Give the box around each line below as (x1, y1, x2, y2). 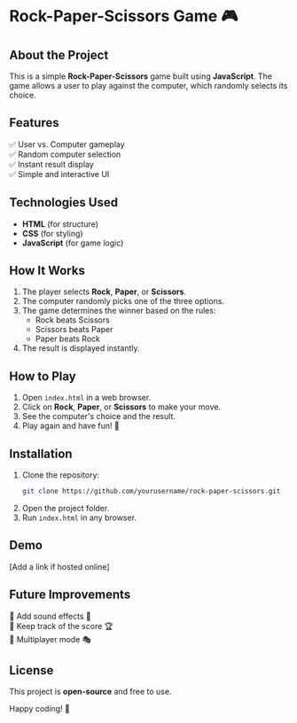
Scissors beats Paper (35, 324, 113, 335)
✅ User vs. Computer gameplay (9, 138, 126, 150)
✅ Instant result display (9, 159, 95, 169)
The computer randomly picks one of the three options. (21, 296, 224, 307)
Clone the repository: (21, 470, 100, 480)
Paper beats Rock (35, 333, 100, 345)
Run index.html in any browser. (21, 512, 137, 523)
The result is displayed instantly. (21, 343, 140, 354)
